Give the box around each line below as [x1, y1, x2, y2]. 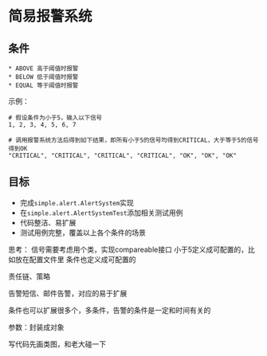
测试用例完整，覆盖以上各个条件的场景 [19, 228, 146, 237]
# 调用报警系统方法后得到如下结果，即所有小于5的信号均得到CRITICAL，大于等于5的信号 [8, 136, 259, 144]
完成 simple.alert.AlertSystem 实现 [19, 198, 134, 207]
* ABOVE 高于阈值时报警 [8, 65, 79, 72]
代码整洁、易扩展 [19, 217, 77, 227]
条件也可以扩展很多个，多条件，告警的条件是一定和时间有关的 [8, 305, 211, 315]
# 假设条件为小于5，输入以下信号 [8, 114, 102, 122]
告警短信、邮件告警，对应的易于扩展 [8, 288, 128, 298]
